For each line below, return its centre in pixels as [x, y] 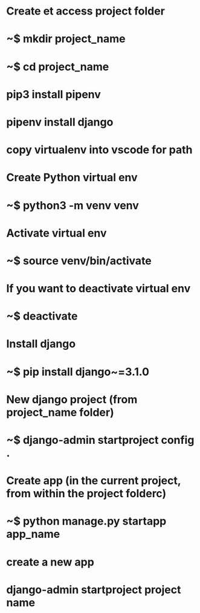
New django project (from [72, 399]
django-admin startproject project [94, 590]
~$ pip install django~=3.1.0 [78, 372]
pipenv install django [60, 122]
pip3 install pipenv [54, 94]
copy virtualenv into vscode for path [99, 150]
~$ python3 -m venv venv [73, 205]
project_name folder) [60, 412]
